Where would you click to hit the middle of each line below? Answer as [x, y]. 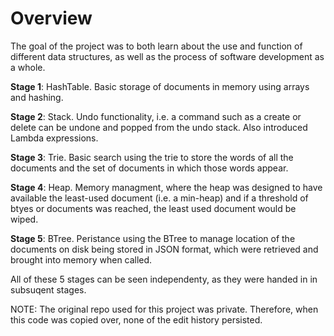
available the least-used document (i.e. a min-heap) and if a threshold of [159, 198]
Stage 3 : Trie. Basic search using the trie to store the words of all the [152, 157]
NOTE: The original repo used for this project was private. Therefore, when [164, 309]
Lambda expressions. [54, 138]
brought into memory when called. [81, 259]
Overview [51, 18]
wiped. [24, 219]
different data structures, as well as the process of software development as [167, 56]
